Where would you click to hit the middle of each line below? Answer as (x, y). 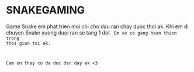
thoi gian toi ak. (28, 43)
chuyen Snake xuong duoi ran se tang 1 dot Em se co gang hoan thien (91, 32)
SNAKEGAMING (46, 10)
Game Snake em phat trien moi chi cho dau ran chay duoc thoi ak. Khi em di (97, 26)
